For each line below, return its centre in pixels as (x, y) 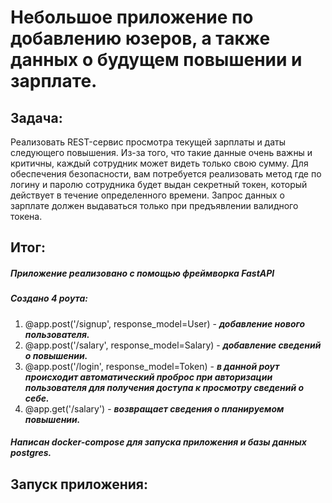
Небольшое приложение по (132, 17)
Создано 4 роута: (49, 298)
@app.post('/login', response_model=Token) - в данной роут (152, 366)
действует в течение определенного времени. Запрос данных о (147, 195)
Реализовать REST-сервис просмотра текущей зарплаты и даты (148, 142)
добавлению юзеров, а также (140, 38)
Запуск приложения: (79, 484)
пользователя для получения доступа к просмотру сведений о (164, 387)
